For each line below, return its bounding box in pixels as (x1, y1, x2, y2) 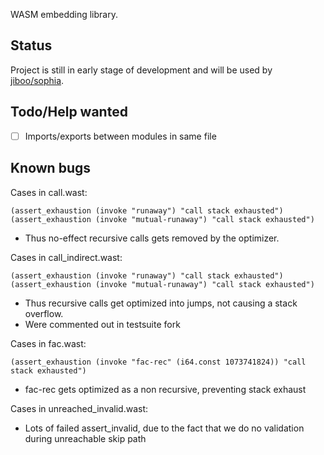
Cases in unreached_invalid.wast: (10, 402, 149, 414)
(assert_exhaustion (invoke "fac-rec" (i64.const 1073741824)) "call (10, 357, 307, 367)
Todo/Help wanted (10, 104, 128, 121)
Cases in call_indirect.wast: (10, 251, 123, 263)
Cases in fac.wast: (10, 337, 87, 349)
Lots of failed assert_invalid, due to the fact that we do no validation (24, 422, 305, 434)
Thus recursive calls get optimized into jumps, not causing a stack (24, 297, 298, 309)
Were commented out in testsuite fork (24, 318, 181, 330)
